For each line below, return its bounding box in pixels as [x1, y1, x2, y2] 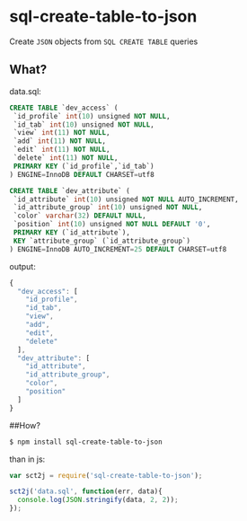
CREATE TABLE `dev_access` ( [9, 103, 119, 112]
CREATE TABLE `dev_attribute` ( [9, 186, 130, 195]
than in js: [9, 454, 46, 464]
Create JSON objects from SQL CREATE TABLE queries [9, 36, 198, 47]
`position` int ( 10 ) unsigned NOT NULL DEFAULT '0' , [13, 220, 211, 229]
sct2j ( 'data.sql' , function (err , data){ [9, 487, 163, 496]
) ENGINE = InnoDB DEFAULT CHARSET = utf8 [9, 170, 154, 179]
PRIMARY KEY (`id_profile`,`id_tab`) [13, 162, 154, 171]
